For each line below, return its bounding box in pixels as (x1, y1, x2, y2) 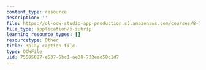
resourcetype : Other (6, 37, 59, 43)
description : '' (6, 15, 48, 21)
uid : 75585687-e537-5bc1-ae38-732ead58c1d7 (6, 54, 120, 60)
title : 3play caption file (6, 43, 75, 49)
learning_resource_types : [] (6, 32, 81, 38)
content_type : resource (6, 9, 67, 15)
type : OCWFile (6, 49, 43, 55)
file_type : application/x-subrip (6, 26, 92, 32)
